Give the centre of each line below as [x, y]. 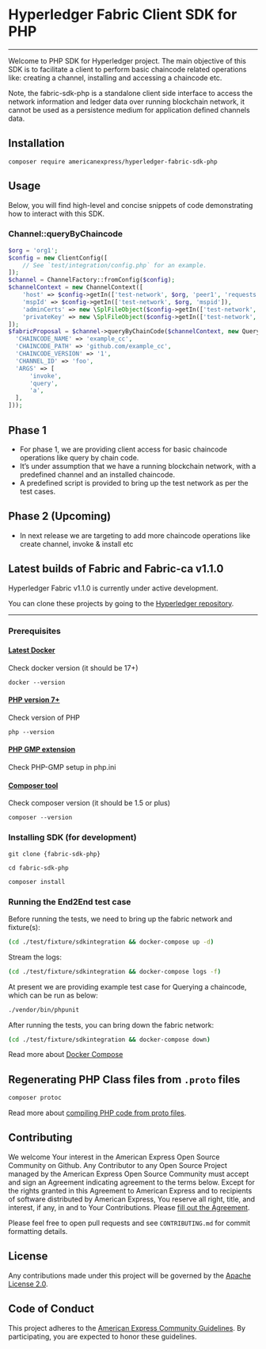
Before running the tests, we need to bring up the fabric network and [120, 919]
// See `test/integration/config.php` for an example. [115, 265]
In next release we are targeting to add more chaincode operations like [135, 535]
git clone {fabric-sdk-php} [55, 854]
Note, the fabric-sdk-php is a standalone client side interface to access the [131, 93]
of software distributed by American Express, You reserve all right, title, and [132, 1199]
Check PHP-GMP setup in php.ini [62, 767]
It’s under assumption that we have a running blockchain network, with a [138, 466]
